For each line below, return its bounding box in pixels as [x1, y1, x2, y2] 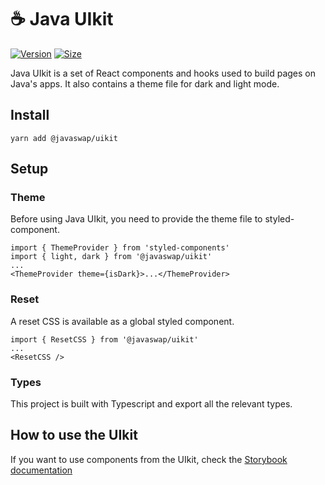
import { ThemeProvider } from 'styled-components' [10, 243, 230, 253]
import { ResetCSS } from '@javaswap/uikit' [10, 334, 199, 345]
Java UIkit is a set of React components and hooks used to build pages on [10, 67, 316, 79]
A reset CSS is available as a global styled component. [10, 315, 235, 327]
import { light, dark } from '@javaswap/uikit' [10, 252, 213, 262]
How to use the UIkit [10, 427, 138, 444]
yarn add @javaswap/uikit [10, 133, 118, 143]
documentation [10, 464, 73, 476]
